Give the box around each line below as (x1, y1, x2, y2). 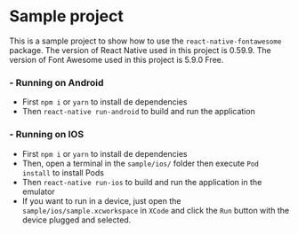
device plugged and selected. (21, 214, 132, 225)
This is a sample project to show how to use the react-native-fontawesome (9, 35, 282, 46)
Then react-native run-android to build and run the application (21, 106, 255, 117)
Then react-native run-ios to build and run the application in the (21, 176, 262, 187)
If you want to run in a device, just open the (21, 195, 181, 206)
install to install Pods (21, 167, 105, 178)
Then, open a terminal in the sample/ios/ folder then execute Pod (21, 158, 260, 168)
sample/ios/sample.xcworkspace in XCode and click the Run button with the (21, 205, 290, 215)
